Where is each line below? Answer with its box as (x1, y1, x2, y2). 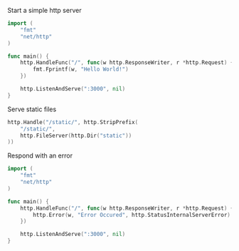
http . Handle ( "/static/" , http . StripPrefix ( (7, 118, 139, 125)
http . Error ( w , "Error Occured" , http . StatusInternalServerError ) (33, 211, 231, 218)
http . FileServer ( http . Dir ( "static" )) (20, 132, 132, 139)
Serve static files (7, 105, 57, 113)
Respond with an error (7, 151, 73, 160)
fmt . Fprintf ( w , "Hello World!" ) (33, 66, 129, 73)
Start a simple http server (7, 6, 82, 14)
